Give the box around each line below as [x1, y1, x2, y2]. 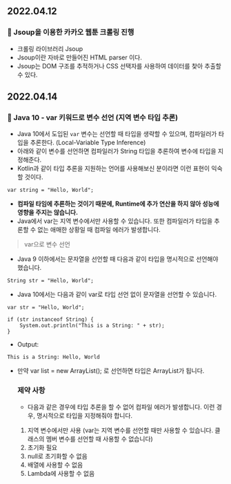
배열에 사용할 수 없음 [27, 461, 83, 469]
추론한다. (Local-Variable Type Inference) [30, 138, 146, 147]
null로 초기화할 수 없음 [27, 452, 88, 460]
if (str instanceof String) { [7, 316, 94, 323]
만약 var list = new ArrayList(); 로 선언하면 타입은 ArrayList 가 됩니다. [17, 367, 205, 375]
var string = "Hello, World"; [7, 186, 94, 194]
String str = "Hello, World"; [7, 278, 94, 284]
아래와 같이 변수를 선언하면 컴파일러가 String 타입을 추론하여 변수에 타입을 [17, 147, 217, 155]
